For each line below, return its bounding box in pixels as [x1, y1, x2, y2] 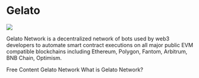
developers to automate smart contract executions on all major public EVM [6, 41, 194, 48]
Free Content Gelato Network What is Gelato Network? [6, 66, 144, 73]
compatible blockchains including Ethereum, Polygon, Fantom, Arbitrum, [6, 48, 187, 55]
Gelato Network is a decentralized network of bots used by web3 [6, 34, 170, 42]
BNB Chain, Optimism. [6, 54, 62, 61]
